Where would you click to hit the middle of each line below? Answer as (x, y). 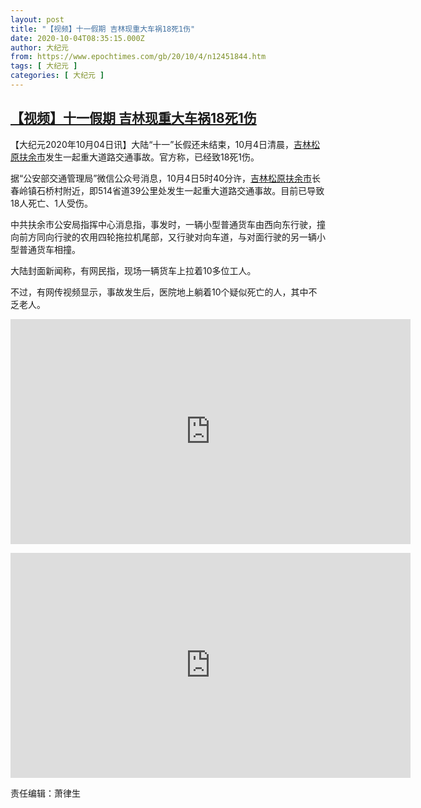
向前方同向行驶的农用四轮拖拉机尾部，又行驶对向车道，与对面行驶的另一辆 (163, 237)
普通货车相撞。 (49, 249)
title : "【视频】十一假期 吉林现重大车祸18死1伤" (103, 29)
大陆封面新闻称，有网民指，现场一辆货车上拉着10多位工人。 (133, 270)
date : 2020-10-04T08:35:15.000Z (77, 38)
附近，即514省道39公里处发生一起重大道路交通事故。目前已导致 (193, 190)
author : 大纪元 (39, 47)
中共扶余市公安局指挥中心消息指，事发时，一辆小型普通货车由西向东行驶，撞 (168, 224)
